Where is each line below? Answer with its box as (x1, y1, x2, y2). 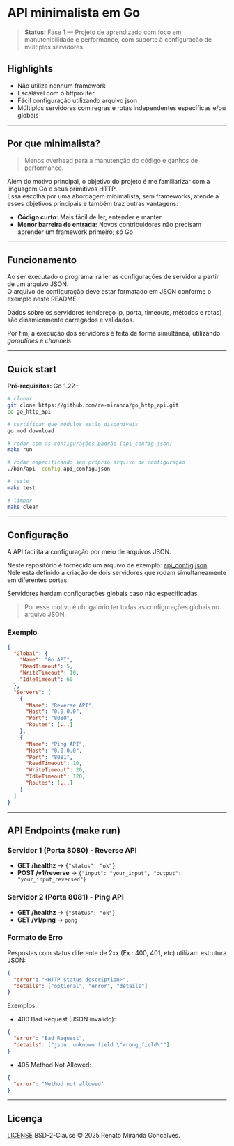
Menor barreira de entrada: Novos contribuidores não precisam (17, 220, 202, 228)
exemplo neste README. (7, 295, 79, 304)
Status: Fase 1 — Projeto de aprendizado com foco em (24, 28, 182, 36)
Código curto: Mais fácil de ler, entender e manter (17, 212, 162, 221)
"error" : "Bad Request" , (13, 1035, 86, 1042)
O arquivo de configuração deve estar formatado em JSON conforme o (7, 288, 212, 296)
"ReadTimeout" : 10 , (25, 760, 82, 767)
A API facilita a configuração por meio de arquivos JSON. (7, 548, 172, 556)
